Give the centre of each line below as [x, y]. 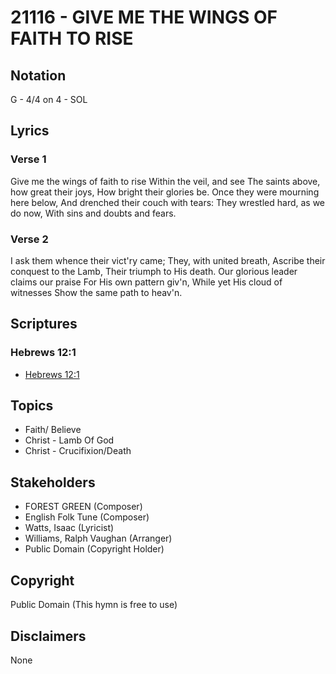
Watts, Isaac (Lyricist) [69, 528]
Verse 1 [28, 159]
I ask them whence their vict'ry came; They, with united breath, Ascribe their [168, 260]
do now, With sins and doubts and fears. [93, 213]
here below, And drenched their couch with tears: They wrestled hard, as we [168, 202]
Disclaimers [48, 636]
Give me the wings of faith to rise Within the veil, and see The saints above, [165, 181]
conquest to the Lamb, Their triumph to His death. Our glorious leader [154, 271]
